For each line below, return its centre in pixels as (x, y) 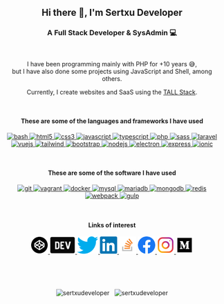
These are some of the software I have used (112, 173)
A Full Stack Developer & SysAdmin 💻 (112, 33)
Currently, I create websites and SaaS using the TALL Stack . (112, 92)
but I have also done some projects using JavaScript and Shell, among (112, 71)
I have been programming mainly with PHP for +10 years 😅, (112, 64)
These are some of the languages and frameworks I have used (112, 121)
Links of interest (112, 225)
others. (112, 78)
